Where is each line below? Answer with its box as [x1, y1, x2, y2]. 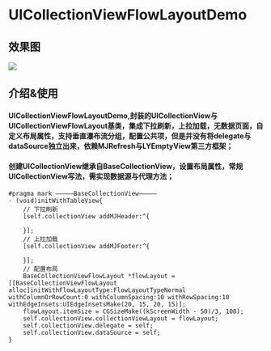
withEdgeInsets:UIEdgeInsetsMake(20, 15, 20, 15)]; [8, 301, 186, 309]
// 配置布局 [23, 265, 58, 273]
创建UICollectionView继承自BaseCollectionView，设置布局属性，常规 [8, 161, 243, 171]
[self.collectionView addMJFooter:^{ [23, 243, 150, 251]
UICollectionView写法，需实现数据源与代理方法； [8, 171, 175, 181]
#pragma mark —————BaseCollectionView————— [8, 190, 158, 198]
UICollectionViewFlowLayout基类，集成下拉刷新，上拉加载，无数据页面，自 [8, 121, 264, 130]
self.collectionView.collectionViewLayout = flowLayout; [23, 315, 219, 323]
